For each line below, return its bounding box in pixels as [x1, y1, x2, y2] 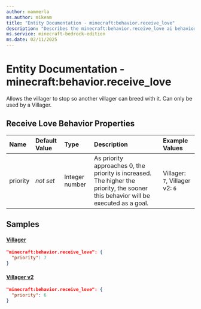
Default [35, 136, 57, 144]
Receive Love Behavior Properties [6, 119, 135, 129]
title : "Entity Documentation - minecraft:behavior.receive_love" [6, 20, 175, 26]
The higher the [93, 176, 136, 184]
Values [162, 144, 183, 152]
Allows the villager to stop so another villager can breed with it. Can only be [6, 95, 193, 102]
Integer [64, 172, 85, 181]
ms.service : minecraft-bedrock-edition [6, 31, 106, 37]
